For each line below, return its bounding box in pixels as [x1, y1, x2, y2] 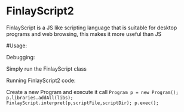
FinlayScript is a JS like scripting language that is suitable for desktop [6, 24, 177, 31]
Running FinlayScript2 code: [6, 77, 76, 84]
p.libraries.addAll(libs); [6, 95, 73, 101]
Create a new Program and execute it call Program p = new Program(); [6, 88, 179, 95]
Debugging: [6, 53, 35, 60]
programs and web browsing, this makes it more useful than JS [6, 30, 162, 37]
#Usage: [6, 42, 27, 49]
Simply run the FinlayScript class [6, 65, 87, 72]
